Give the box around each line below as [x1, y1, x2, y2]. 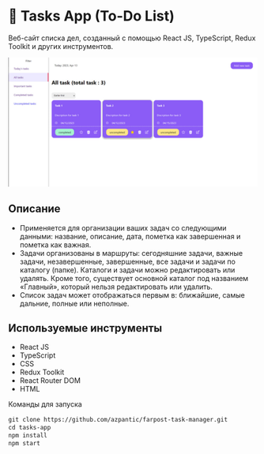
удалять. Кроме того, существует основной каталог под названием [19, 273, 249, 283]
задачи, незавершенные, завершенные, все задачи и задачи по [19, 257, 236, 266]
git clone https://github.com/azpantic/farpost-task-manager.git [8, 416, 228, 424]
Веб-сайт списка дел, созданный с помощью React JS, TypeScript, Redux [8, 33, 256, 43]
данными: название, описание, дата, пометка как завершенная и [19, 231, 241, 241]
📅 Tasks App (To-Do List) [8, 7, 175, 25]
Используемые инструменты [8, 321, 163, 335]
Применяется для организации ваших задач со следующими [19, 223, 227, 232]
